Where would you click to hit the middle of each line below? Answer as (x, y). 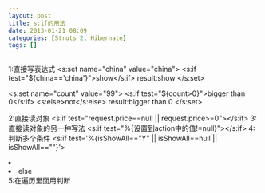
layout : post (30, 16)
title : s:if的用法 (37, 23)
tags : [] (23, 45)
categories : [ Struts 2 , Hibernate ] (67, 38)
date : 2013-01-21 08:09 (48, 30)
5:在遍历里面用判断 (40, 181)
